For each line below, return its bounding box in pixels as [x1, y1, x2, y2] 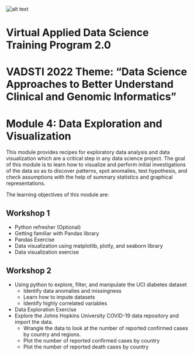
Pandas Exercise [14, 236, 55, 243]
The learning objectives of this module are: [6, 191, 109, 198]
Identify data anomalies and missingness [23, 287, 122, 294]
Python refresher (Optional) [14, 224, 81, 231]
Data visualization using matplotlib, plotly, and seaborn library [14, 242, 164, 249]
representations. [6, 180, 46, 187]
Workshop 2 [6, 265, 51, 275]
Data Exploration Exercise [14, 306, 77, 313]
